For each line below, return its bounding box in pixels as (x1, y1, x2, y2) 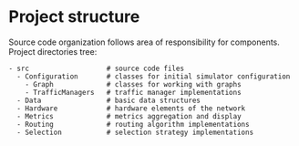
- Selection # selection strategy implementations (16, 128, 254, 137)
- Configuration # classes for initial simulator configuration (16, 71, 291, 81)
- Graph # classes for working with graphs (25, 79, 242, 89)
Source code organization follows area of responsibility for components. (8, 36, 280, 47)
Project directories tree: (8, 46, 98, 57)
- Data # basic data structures (16, 96, 201, 105)
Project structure (8, 6, 140, 27)
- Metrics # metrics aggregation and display (16, 111, 242, 120)
